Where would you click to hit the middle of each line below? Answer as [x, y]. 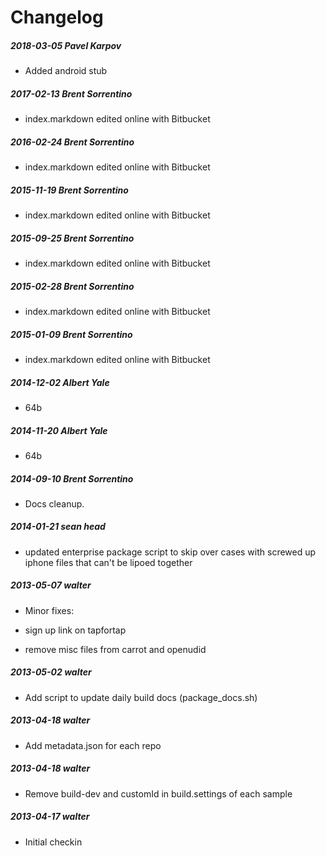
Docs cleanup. [54, 503]
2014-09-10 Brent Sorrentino [72, 478]
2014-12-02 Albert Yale [60, 382]
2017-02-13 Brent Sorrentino [71, 93]
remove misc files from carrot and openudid [115, 649]
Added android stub [66, 71]
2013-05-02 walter [51, 672]
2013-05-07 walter [51, 585]
